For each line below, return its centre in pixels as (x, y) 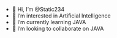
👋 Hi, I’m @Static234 (38, 9)
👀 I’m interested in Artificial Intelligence (62, 16)
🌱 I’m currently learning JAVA (49, 22)
